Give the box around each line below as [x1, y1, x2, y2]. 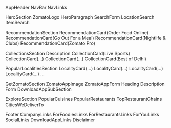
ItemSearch [5, 20, 30, 25]
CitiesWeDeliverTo [5, 101, 44, 108]
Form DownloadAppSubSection [5, 86, 72, 92]
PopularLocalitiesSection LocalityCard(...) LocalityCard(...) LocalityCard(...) [5, 66, 163, 71]
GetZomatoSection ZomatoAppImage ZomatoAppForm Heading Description [5, 81, 165, 87]
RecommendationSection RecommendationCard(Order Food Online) [5, 30, 149, 35]
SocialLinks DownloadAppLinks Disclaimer [5, 117, 95, 123]
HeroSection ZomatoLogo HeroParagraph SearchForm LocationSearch [5, 14, 155, 20]
